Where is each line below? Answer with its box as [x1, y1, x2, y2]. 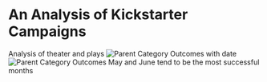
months [8, 65, 34, 75]
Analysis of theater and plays [8, 49, 105, 58]
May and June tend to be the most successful [107, 57, 260, 67]
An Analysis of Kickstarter [8, 6, 188, 24]
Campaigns [8, 22, 87, 41]
